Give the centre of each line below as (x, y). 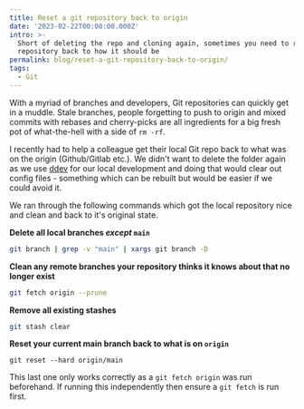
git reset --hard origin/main (66, 360)
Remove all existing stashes (63, 310)
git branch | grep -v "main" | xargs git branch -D (109, 249)
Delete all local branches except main (80, 232)
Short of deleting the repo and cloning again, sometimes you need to (153, 43)
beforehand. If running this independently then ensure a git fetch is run (144, 387)
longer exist (33, 276)
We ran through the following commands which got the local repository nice (151, 205)
